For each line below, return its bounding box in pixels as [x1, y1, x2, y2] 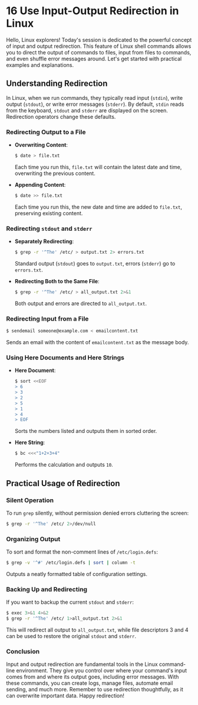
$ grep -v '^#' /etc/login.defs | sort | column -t [6, 560, 136, 566]
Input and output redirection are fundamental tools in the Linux [6, 661, 158, 668]
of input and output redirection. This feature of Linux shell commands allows [6, 43, 192, 50]
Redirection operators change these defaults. [6, 113, 116, 120]
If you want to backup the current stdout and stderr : [6, 599, 134, 606]
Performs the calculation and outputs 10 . [14, 461, 113, 468]
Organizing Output [6, 535, 61, 543]
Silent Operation [6, 496, 54, 504]
